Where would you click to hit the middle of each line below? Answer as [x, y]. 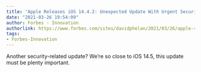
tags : [13, 34]
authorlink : [21, 28]
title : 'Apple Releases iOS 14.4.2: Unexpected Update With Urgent [92, 12]
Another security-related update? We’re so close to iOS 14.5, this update [95, 56]
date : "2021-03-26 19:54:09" [42, 17]
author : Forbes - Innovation [42, 23]
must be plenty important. [38, 62]
